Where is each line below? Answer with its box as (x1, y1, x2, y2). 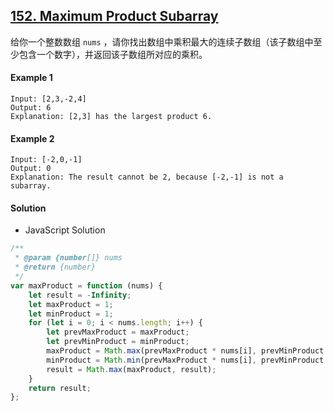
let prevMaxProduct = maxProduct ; (46, 327, 190, 338)
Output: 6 (10, 103, 52, 113)
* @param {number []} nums (14, 253, 123, 263)
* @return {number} (14, 262, 97, 273)
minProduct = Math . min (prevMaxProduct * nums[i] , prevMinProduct (46, 355, 325, 365)
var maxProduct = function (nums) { (10, 280, 163, 291)
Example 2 (10, 132, 55, 144)
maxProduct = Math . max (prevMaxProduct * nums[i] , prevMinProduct (46, 346, 325, 356)
